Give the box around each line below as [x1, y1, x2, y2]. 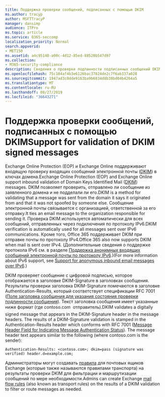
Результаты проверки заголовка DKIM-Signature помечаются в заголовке [5, 283, 160, 289]
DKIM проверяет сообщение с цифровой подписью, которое [5, 272, 133, 279]
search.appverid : [5, 44, 41, 49]
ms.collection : [5, 58, 36, 63]
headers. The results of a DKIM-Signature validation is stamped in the [5, 317, 146, 323]
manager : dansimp [5, 21, 41, 26]
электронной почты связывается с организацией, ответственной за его [5, 205, 156, 211]
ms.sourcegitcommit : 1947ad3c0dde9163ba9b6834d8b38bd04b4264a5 [5, 76, 137, 81]
